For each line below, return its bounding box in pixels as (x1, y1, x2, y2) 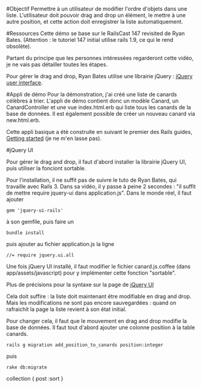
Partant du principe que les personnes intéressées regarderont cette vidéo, (6, 55, 194, 61)
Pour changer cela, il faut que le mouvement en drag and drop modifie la (6, 318, 187, 324)
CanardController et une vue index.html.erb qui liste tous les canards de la (6, 104, 192, 111)
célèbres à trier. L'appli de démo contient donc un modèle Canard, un (6, 97, 179, 104)
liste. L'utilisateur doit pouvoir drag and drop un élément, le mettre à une (6, 12, 186, 19)
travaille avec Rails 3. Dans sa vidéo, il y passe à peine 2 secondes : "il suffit (6, 183, 196, 190)
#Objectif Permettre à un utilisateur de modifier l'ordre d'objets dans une (6, 5, 187, 12)
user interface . (6, 79, 43, 86)
